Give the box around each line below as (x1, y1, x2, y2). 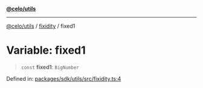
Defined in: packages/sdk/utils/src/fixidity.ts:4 (6, 75, 121, 82)
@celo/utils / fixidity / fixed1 (6, 22, 76, 30)
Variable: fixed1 (6, 43, 86, 57)
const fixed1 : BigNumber (21, 63, 80, 71)
